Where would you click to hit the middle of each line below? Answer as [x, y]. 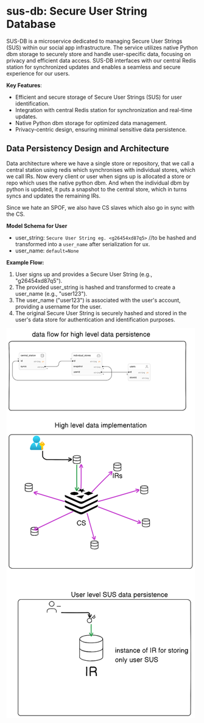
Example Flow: [25, 262]
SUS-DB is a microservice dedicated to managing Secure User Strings [94, 41]
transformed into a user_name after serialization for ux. [83, 244]
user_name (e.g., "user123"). [51, 293]
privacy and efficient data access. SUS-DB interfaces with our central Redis [101, 60]
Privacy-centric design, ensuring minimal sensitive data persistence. [101, 129]
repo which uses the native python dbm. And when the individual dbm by [98, 183]
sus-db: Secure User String [77, 11]
